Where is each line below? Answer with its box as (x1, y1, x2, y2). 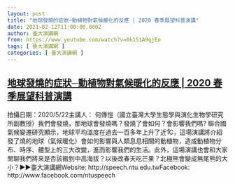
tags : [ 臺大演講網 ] (7, 43, 65, 50)
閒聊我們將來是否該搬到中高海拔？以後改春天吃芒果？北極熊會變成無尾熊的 (7, 154, 222, 162)
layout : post (7, 10, 45, 18)
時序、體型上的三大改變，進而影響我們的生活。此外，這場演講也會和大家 (19, 145, 228, 154)
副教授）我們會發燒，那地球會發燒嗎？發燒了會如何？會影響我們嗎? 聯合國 (13, 119, 227, 127)
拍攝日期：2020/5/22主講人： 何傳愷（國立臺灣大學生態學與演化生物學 (7, 110, 212, 119)
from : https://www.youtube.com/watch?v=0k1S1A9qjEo (7, 36, 161, 44)
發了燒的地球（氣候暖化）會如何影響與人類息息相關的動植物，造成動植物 (7, 136, 215, 145)
